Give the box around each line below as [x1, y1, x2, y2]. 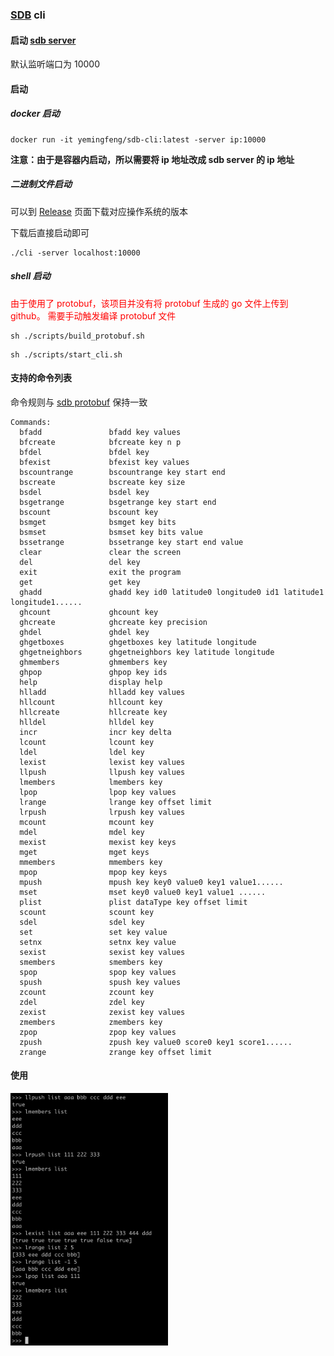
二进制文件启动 [10, 178, 72, 190]
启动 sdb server [10, 34, 77, 46]
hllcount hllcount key [19, 697, 163, 707]
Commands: [10, 417, 52, 427]
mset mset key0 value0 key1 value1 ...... [19, 887, 267, 897]
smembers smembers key [19, 957, 163, 967]
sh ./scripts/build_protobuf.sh [10, 331, 145, 341]
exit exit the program [19, 567, 182, 577]
